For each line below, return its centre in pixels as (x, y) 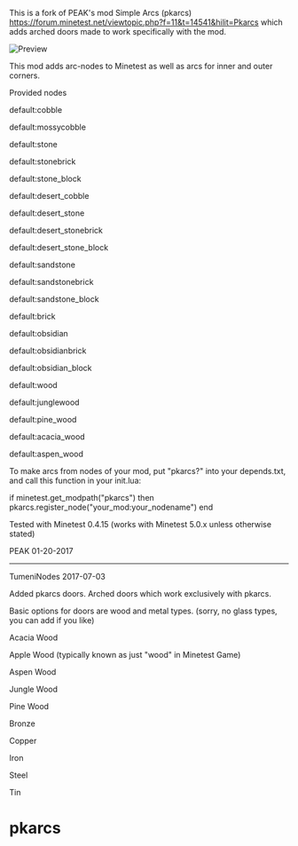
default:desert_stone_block (59, 247)
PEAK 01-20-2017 (41, 551)
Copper (23, 741)
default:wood (33, 385)
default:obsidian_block (51, 368)
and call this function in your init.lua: (75, 480)
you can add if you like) (52, 620)
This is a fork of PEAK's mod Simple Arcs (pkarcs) (101, 13)
